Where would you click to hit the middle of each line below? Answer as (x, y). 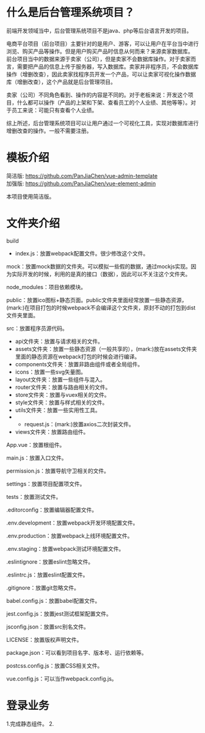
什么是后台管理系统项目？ (71, 13)
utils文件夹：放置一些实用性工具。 (58, 410)
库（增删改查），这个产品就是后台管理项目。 (61, 82)
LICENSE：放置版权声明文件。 (44, 639)
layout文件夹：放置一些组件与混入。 (60, 379)
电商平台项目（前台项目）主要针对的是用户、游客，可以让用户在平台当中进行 (103, 43)
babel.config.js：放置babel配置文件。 (53, 600)
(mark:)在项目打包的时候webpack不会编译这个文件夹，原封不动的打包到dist (101, 308)
